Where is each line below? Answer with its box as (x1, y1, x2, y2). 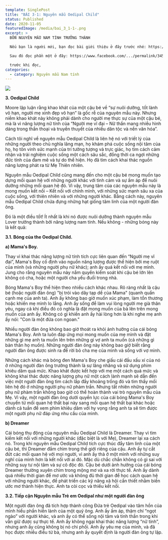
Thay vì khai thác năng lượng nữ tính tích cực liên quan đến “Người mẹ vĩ (5, 254, 155, 260)
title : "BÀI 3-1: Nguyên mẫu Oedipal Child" (5, 12, 99, 17)
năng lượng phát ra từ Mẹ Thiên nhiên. (5, 162, 84, 168)
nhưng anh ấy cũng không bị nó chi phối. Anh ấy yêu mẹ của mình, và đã (5, 524, 155, 530)
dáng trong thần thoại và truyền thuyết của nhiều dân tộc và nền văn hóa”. (5, 126, 158, 132)
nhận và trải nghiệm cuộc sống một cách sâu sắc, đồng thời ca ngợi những (5, 151, 159, 158)
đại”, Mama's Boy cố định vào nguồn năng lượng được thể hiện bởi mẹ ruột (5, 259, 159, 265)
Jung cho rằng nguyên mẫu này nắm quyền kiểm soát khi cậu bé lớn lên (5, 269, 153, 276)
